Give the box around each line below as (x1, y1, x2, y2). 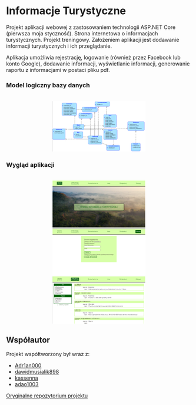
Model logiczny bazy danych (6, 81, 90, 89)
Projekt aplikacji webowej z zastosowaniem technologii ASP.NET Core (6, 24, 176, 31)
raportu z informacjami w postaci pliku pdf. (6, 66, 110, 73)
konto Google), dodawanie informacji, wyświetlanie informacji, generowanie (6, 60, 190, 67)
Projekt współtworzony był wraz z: (6, 351, 90, 358)
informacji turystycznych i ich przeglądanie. (6, 42, 112, 50)
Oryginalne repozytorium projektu (6, 392, 88, 399)
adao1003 (14, 381, 39, 388)
